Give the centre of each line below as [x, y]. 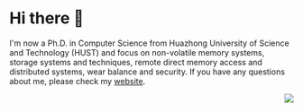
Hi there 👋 [46, 18]
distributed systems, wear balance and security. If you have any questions [147, 72]
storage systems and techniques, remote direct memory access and [136, 62]
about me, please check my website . [78, 81]
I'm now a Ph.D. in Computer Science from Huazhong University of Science [150, 43]
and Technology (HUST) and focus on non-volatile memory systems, [137, 52]
